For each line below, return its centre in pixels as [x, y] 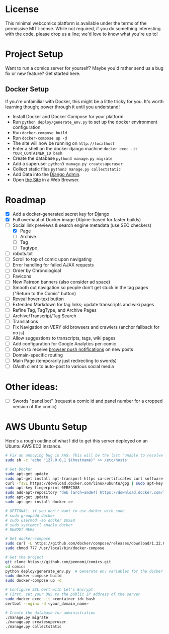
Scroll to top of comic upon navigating [52, 259]
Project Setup [34, 54]
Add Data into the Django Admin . [47, 174]
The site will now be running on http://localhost [64, 143]
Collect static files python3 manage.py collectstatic [67, 169]
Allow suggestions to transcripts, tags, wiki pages [64, 338]
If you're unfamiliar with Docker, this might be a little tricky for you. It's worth [84, 101]
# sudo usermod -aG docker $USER [40, 520]
